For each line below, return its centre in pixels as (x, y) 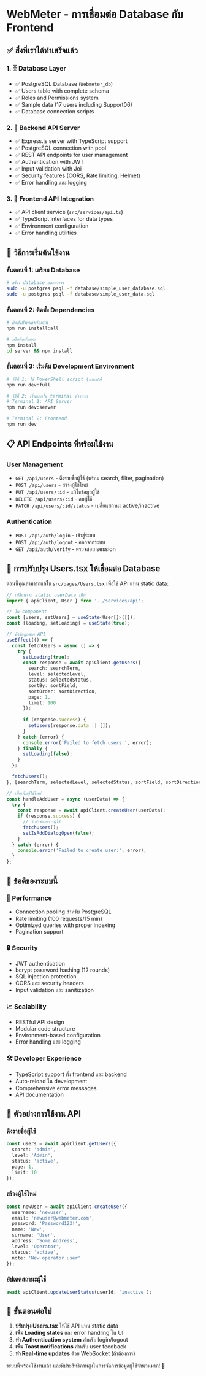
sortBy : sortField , (53, 685)
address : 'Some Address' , (45, 1241)
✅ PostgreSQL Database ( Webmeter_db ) (64, 83)
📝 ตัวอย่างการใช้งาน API (44, 1114)
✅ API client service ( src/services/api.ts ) (69, 212)
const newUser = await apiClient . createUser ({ (67, 1207)
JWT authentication (40, 964)
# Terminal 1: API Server (39, 402)
